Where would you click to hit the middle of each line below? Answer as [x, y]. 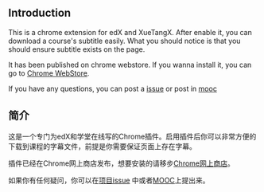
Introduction [40, 13]
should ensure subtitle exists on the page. [77, 49]
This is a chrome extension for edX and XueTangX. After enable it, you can [130, 32]
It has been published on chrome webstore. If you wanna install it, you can [130, 65]
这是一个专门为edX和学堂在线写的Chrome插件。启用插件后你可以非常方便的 [132, 136]
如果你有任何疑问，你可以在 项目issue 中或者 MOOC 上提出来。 [109, 180]
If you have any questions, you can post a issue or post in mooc [113, 88]
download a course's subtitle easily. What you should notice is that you [124, 41]
